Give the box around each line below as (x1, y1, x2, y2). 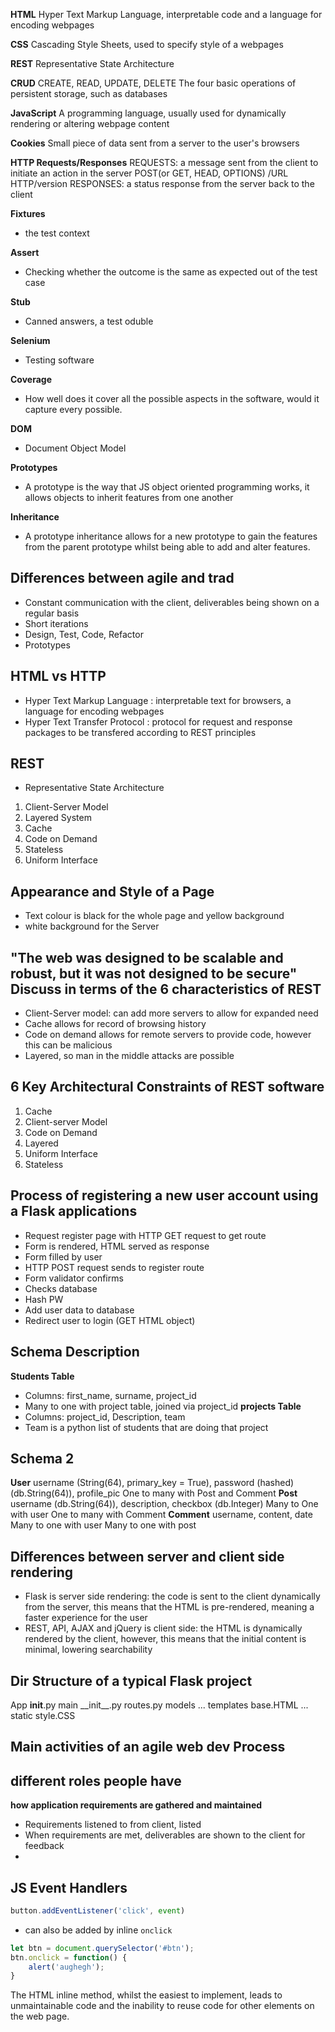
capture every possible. (24, 404, 123, 415)
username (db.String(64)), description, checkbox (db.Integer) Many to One (10, 1498, 319, 1510)
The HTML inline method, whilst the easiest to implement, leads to (10, 1989, 283, 2001)
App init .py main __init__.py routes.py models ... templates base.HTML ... (10, 1699, 309, 1711)
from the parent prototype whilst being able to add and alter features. (24, 541, 311, 553)
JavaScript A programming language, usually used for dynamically (10, 107, 287, 119)
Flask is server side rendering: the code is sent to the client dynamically (24, 1590, 321, 1603)
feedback (24, 1840, 65, 1852)
